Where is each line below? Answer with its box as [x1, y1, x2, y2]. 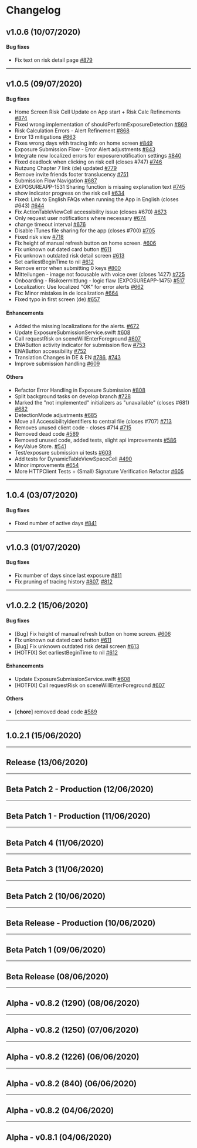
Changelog [6, 4, 61, 17]
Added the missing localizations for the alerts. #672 [14, 322, 140, 329]
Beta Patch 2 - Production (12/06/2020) [6, 784, 154, 794]
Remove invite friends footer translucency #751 [14, 171, 129, 178]
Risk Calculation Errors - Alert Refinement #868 [14, 127, 130, 134]
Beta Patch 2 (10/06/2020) [6, 892, 106, 902]
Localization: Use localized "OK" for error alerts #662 [14, 283, 144, 291]
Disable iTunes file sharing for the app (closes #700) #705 [14, 227, 155, 234]
